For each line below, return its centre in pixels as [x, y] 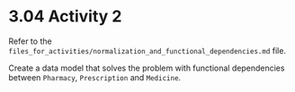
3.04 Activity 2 [65, 17]
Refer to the [30, 41]
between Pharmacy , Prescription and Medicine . [95, 77]
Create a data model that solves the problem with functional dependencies [147, 68]
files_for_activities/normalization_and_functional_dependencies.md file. [147, 50]
